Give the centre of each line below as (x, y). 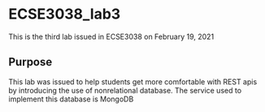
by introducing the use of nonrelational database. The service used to (125, 90)
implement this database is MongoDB (71, 99)
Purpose (30, 62)
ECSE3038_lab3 (65, 14)
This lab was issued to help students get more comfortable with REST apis (133, 81)
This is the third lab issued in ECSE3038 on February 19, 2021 (111, 37)
